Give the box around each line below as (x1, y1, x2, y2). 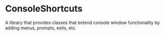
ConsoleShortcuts (5, 3, 82, 14)
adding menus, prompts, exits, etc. (5, 24, 76, 30)
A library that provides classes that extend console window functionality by (5, 19, 160, 25)
